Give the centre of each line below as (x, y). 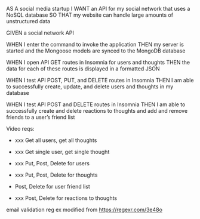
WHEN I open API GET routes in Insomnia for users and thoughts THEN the (98, 62)
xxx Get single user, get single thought (62, 152)
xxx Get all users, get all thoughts (56, 140)
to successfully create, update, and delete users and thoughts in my (90, 87)
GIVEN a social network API (40, 33)
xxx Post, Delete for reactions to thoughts (66, 198)
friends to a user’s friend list (41, 117)
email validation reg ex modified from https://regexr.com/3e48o (84, 209)
